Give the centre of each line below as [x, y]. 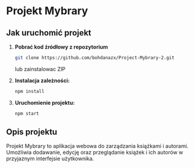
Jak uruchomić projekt [49, 33]
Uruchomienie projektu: [45, 102]
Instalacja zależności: [42, 80]
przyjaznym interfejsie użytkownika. [50, 159]
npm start [27, 114]
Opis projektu [32, 132]
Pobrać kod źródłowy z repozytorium [61, 47]
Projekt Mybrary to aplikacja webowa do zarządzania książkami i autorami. [97, 146]
